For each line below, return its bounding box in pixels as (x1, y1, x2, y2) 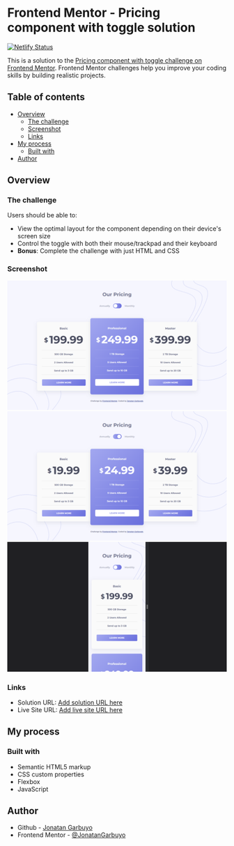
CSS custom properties (17, 770, 85, 778)
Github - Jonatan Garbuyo (17, 824, 93, 832)
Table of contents (7, 91, 85, 103)
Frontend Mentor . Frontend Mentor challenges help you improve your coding (7, 63, 227, 72)
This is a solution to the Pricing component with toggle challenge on (7, 56, 202, 64)
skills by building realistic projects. (7, 71, 106, 79)
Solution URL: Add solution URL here (17, 698, 123, 707)
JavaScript (17, 785, 49, 793)
